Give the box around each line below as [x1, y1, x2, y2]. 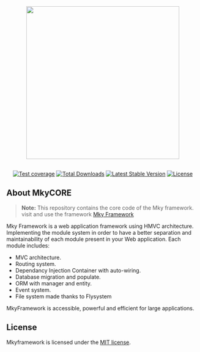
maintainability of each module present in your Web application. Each [6, 235, 181, 243]
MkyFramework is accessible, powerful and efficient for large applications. [6, 304, 194, 312]
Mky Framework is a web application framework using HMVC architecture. [6, 222, 194, 230]
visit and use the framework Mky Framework [21, 210, 134, 218]
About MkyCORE [6, 188, 72, 198]
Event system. [15, 286, 51, 293]
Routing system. [15, 260, 56, 268]
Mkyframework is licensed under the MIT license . [6, 339, 131, 346]
